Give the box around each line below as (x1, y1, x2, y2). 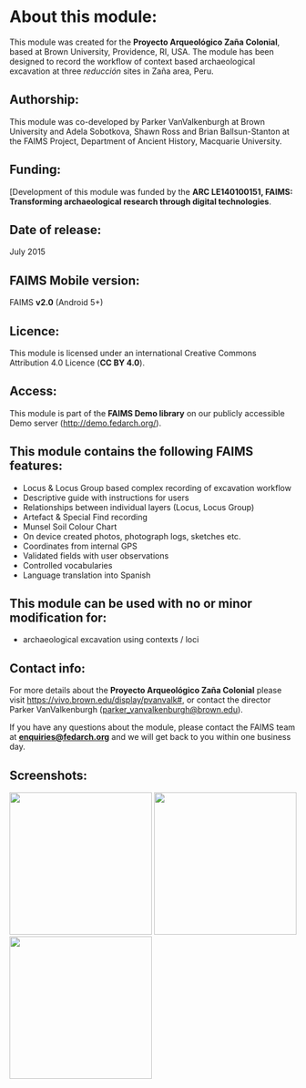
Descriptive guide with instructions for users (22, 492, 189, 503)
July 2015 (9, 246, 46, 257)
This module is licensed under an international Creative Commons (9, 348, 257, 358)
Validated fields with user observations (22, 549, 169, 561)
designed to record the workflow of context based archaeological (9, 56, 256, 67)
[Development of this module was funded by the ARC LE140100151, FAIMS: (9, 186, 293, 197)
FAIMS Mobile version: (9, 272, 140, 288)
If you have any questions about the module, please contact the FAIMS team (9, 722, 296, 733)
